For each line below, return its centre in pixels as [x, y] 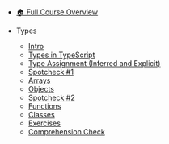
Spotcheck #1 [51, 72]
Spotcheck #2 [51, 97]
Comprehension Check [66, 132]
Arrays [39, 80]
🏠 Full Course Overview [57, 12]
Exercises [44, 123]
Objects [41, 89]
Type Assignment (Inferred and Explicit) [94, 63]
